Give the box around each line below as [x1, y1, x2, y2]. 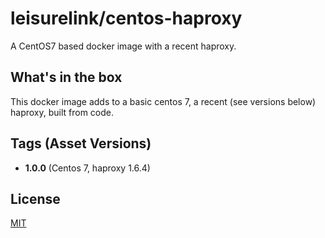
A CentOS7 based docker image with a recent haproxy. [10, 40, 237, 52]
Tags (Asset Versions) [10, 135, 152, 152]
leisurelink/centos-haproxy [10, 7, 243, 30]
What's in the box [10, 69, 123, 86]
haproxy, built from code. [10, 106, 115, 118]
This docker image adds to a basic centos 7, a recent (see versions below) [10, 95, 317, 107]
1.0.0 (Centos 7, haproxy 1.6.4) [24, 162, 151, 174]
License [10, 190, 61, 207]
